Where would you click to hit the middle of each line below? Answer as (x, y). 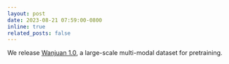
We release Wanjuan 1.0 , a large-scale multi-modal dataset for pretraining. (115, 53)
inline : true (26, 26)
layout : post (26, 14)
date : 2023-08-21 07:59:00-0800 (55, 20)
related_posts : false (39, 33)
